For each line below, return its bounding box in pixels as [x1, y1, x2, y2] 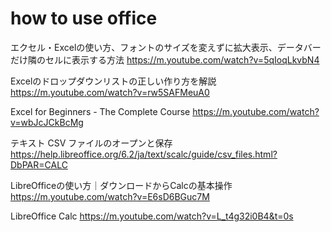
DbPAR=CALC [10, 158, 68, 171]
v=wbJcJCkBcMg [10, 116, 84, 128]
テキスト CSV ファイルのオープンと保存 [10, 137, 173, 149]
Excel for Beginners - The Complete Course [10, 105, 191, 117]
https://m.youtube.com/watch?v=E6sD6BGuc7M [10, 190, 210, 202]
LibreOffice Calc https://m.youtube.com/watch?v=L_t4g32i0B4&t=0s [10, 210, 294, 222]
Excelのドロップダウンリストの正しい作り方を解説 [10, 75, 217, 87]
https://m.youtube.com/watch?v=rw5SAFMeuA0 [10, 86, 210, 98]
